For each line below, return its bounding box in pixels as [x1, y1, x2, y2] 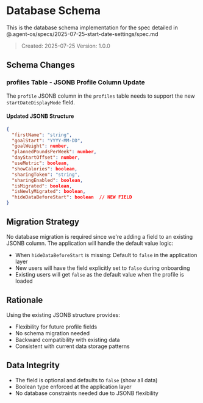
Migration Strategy [6, 217, 80, 227]
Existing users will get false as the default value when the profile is [15, 270, 184, 278]
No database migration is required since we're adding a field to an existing [6, 233, 193, 240]
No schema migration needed [15, 329, 90, 336]
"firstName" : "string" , [12, 132, 72, 138]
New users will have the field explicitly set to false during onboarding [15, 264, 190, 272]
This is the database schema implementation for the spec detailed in [6, 24, 178, 31]
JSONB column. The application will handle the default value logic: [6, 239, 174, 247]
